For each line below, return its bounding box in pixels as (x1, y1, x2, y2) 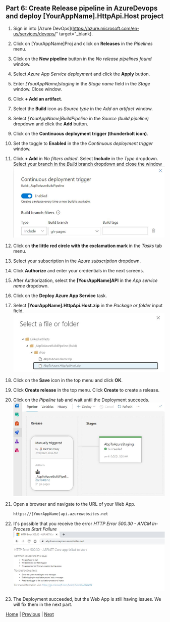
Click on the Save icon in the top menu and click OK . (13, 377, 123, 384)
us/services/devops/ (13, 30, 56, 37)
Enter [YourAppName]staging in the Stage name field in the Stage (13, 80, 150, 86)
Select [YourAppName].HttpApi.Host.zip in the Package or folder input (13, 302, 163, 308)
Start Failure (31, 525, 57, 532)
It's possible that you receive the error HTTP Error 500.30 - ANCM (13, 520, 151, 527)
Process (13, 525, 31, 532)
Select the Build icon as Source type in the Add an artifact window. (13, 106, 153, 112)
